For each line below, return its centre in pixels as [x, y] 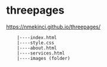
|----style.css [36, 43]
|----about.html [37, 48]
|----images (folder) [43, 58]
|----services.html [41, 53]
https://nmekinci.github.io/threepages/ [53, 27]
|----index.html [37, 37]
